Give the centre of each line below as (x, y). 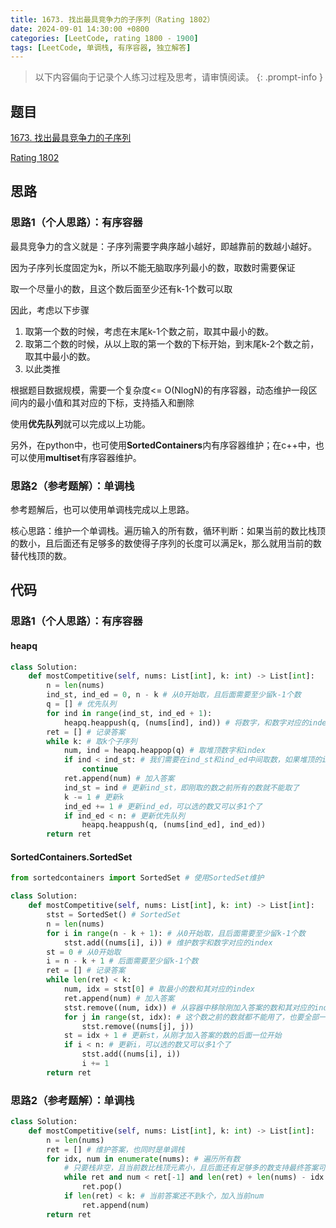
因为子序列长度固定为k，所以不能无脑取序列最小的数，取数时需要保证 (153, 267)
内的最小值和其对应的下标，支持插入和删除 (106, 402)
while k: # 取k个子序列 (92, 741)
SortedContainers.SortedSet (71, 857)
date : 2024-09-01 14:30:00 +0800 (80, 29)
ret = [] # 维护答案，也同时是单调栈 (115, 1149)
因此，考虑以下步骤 (50, 310)
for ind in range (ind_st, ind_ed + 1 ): (129, 713)
